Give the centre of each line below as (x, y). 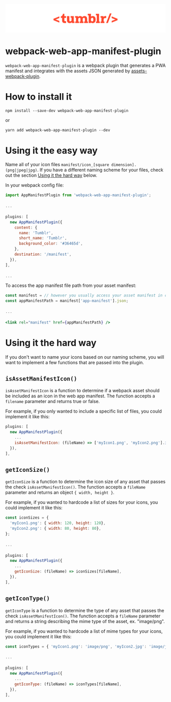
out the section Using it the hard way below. (51, 175)
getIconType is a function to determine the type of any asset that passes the (85, 610)
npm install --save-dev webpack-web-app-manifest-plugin (67, 111)
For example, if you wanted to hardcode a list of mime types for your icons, (84, 631)
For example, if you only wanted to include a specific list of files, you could (83, 411)
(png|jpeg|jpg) (21, 170)
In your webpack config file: (35, 185)
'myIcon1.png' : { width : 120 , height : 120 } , (58, 523)
